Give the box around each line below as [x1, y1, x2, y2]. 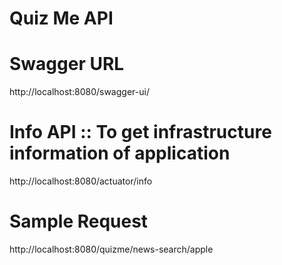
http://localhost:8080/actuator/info [9, 175, 153, 187]
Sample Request [9, 210, 149, 233]
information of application [9, 142, 231, 165]
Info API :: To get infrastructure [9, 121, 272, 144]
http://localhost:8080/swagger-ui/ [9, 86, 150, 98]
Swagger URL [9, 53, 125, 76]
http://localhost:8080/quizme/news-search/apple [9, 243, 214, 255]
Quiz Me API [9, 7, 114, 30]
